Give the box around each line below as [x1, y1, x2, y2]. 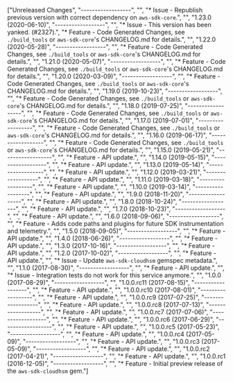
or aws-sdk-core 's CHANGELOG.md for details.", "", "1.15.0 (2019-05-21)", [7, 146, 215, 154]
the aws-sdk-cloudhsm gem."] [7, 367, 89, 375]
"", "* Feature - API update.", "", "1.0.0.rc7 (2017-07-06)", [46, 308, 209, 316]
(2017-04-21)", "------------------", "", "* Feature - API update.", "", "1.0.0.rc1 [7, 352, 226, 360]
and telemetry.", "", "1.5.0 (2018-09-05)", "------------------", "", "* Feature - [7, 227, 226, 235]
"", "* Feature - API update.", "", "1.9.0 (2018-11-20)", [35, 190, 185, 198]
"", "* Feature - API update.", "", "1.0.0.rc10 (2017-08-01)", [32, 286, 196, 294]
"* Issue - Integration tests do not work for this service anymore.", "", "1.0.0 [7, 271, 222, 279]
